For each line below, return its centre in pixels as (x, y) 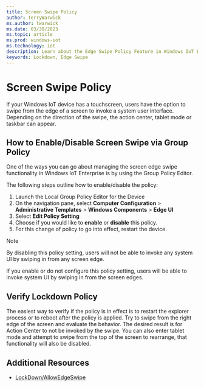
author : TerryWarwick (34, 18)
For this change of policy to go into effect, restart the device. (91, 229)
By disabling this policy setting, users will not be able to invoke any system (100, 253)
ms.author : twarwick (32, 23)
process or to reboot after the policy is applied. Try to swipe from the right (99, 318)
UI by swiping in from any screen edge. (55, 259)
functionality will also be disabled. (49, 344)
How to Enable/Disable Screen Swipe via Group (97, 143)
